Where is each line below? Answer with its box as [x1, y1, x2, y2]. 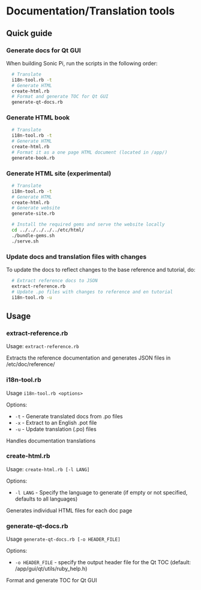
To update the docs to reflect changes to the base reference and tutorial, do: [6, 266, 196, 274]
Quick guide [6, 28, 53, 38]
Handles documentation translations [6, 437, 96, 444]
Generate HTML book [6, 113, 70, 122]
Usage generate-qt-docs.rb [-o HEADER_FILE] [6, 535, 121, 543]
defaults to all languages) [14, 495, 78, 502]
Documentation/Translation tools [6, 4, 175, 18]
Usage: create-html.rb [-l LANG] [6, 465, 90, 472]
